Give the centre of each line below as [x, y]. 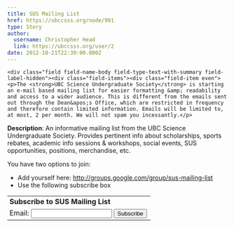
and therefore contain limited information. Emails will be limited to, [116, 109]
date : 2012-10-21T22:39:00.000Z [54, 53]
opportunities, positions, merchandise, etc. [69, 150]
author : [19, 33]
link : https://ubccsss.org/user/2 [64, 46]
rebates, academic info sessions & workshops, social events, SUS [102, 143]
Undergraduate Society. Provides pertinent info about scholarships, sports [115, 135]
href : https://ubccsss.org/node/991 [61, 20]
